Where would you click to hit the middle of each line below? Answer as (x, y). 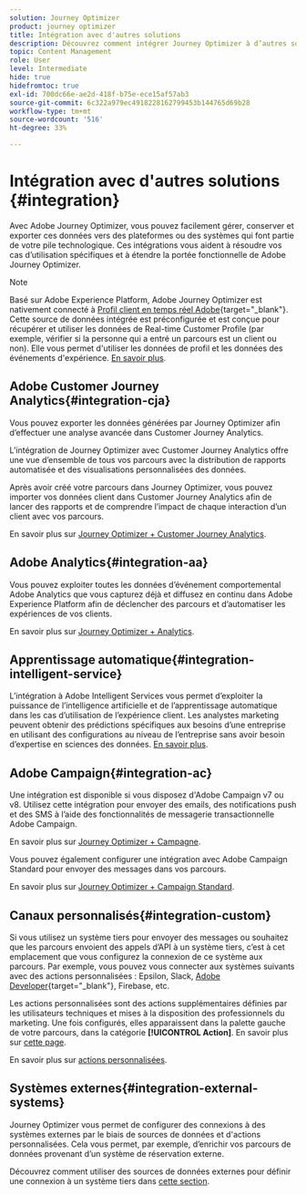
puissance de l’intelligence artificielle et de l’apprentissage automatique (143, 706)
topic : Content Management (61, 52)
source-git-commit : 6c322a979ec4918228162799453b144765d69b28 (130, 103)
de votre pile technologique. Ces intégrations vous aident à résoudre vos (146, 245)
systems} (37, 1102)
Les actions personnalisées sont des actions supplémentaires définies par (148, 1003)
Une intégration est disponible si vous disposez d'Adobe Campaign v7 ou (147, 795)
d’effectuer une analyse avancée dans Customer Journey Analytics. (137, 432)
